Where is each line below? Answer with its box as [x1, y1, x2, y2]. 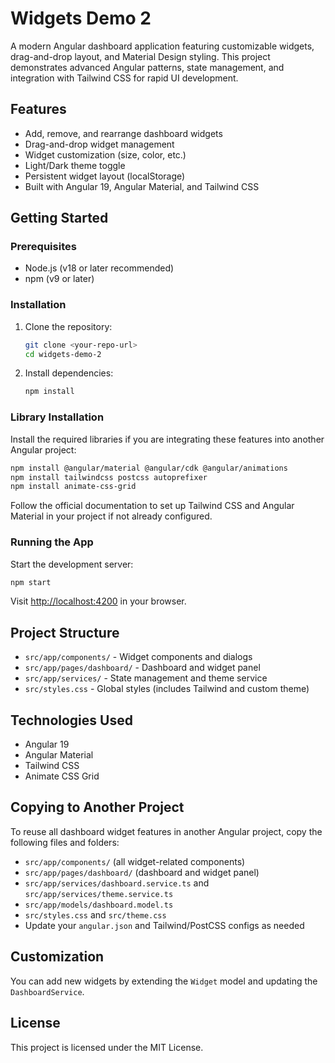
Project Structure [10, 624, 120, 641]
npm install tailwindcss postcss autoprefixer [10, 472, 208, 482]
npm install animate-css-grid [10, 482, 137, 492]
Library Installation [10, 410, 105, 424]
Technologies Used [10, 712, 133, 729]
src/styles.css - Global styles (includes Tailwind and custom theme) [24, 683, 310, 695]
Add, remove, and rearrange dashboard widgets [24, 127, 223, 139]
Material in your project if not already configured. [10, 510, 213, 522]
